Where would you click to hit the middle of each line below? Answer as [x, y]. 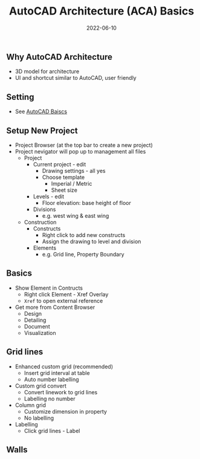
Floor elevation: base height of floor [86, 203]
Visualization [40, 333]
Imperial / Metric [72, 183]
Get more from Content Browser [55, 307]
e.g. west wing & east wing [76, 215]
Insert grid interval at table [57, 373]
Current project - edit [60, 164]
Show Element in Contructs [49, 288]
